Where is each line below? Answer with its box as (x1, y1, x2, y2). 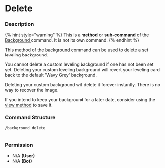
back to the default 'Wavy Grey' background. (5, 72, 97, 78)
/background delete (5, 125, 46, 130)
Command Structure (5, 114, 56, 121)
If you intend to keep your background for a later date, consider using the (5, 97, 156, 103)
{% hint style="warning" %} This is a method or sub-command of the (5, 32, 149, 38)
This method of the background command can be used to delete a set (5, 47, 149, 53)
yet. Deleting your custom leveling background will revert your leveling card (5, 67, 160, 73)
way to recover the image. (5, 87, 59, 93)
